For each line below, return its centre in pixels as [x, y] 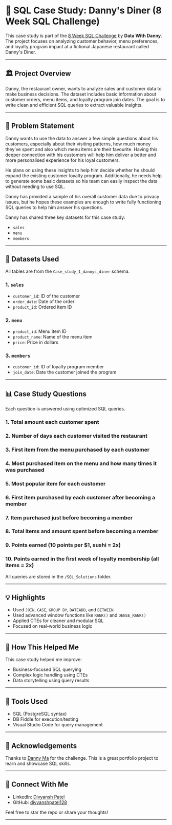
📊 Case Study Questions [46, 394]
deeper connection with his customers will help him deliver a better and [81, 155]
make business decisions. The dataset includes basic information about [81, 94]
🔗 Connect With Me [37, 785]
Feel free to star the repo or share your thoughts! [57, 812]
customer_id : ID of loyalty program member [58, 367]
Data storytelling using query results [51, 681]
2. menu [14, 320]
